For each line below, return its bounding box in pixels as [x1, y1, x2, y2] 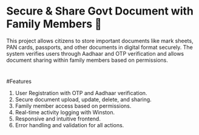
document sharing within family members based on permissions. [6, 56, 169, 64]
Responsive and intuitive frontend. [15, 115, 101, 122]
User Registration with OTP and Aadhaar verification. [15, 90, 147, 97]
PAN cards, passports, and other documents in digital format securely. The [6, 44, 193, 51]
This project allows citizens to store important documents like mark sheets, [6, 37, 194, 44]
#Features [6, 77, 32, 85]
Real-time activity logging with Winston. [15, 109, 115, 116]
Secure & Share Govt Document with [6, 4, 194, 18]
